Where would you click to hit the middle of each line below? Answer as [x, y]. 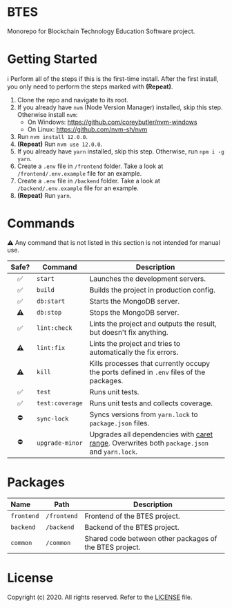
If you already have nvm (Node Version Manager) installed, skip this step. [120, 107]
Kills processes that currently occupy [150, 363]
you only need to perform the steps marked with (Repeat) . [90, 86]
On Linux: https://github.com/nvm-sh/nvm [87, 129]
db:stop [49, 312]
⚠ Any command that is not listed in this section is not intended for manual [114, 242]
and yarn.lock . [114, 452]
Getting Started [52, 59]
